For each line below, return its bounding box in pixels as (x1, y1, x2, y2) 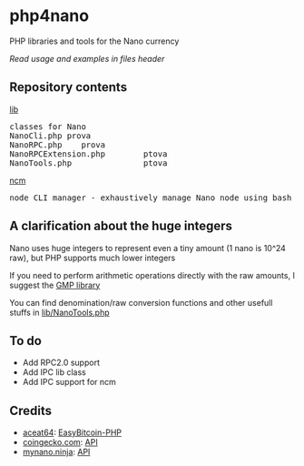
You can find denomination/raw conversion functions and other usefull (9, 297, 273, 308)
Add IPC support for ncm (22, 377, 116, 388)
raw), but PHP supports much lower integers (9, 252, 176, 263)
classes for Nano (9, 121, 86, 132)
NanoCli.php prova (9, 130, 92, 141)
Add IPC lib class (22, 367, 86, 378)
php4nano (9, 5, 89, 26)
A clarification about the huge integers (9, 218, 233, 234)
